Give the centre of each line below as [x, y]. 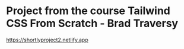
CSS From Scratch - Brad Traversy [92, 23]
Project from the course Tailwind [88, 11]
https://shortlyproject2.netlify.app [47, 40]
